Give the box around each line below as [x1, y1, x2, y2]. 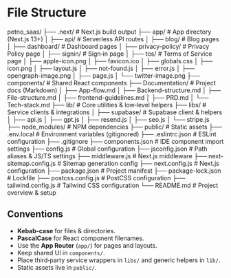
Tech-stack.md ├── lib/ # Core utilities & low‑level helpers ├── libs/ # [7, 100, 207, 109]
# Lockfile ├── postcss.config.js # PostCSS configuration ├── [7, 173, 186, 182]
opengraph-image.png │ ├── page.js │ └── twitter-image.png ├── [7, 71, 201, 80]
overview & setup [7, 188, 56, 197]
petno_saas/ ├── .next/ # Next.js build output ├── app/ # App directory [7, 28, 212, 36]
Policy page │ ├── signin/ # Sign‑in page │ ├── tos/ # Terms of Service [7, 50, 212, 58]
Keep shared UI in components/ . [16, 248, 105, 257]
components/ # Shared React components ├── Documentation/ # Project [7, 78, 216, 87]
